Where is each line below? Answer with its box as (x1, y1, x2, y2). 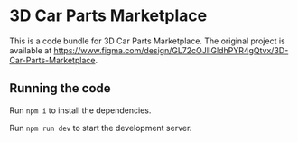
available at (9, 44, 52, 55)
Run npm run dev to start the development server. (9, 122, 192, 133)
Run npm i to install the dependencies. (9, 105, 152, 116)
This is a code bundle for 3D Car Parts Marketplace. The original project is (9, 35, 286, 46)
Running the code (9, 80, 111, 96)
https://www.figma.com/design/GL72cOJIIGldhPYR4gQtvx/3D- (53, 44, 289, 55)
